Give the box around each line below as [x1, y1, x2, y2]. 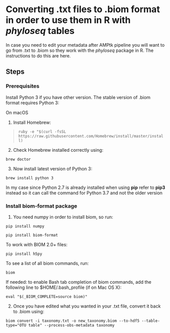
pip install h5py [6, 251, 42, 256]
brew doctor [6, 156, 31, 162]
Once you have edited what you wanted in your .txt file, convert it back [13, 303, 161, 309]
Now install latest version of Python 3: [13, 165, 93, 172]
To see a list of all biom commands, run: [6, 260, 89, 266]
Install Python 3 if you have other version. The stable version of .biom [6, 94, 151, 100]
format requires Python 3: [6, 99, 60, 106]
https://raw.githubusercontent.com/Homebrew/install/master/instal [18, 134, 163, 139]
